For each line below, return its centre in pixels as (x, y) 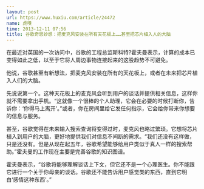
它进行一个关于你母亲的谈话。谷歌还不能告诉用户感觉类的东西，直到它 (94, 172)
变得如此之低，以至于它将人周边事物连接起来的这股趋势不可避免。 (89, 60)
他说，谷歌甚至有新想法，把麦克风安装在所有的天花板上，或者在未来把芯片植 (102, 73)
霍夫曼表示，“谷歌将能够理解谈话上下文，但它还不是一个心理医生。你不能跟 (101, 165)
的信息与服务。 (25, 116)
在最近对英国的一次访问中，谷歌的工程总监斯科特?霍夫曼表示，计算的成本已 (101, 53)
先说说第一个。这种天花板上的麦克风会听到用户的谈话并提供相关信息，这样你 (102, 93)
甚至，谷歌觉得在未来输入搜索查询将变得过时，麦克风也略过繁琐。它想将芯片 (102, 129)
